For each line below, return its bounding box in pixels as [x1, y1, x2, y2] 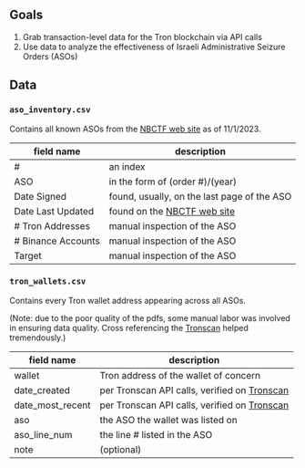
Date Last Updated [14, 204, 94, 217]
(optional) [99, 442, 142, 455]
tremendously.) [9, 332, 66, 343]
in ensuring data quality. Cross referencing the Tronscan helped [9, 322, 249, 333]
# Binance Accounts [14, 234, 100, 247]
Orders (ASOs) [22, 50, 78, 62]
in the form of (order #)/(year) [108, 175, 238, 188]
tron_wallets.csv [9, 276, 86, 286]
